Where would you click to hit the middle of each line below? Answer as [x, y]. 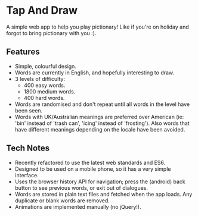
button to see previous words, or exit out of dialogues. [81, 187]
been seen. [29, 110]
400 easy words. [44, 85]
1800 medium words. [49, 91]
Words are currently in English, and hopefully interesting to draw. [95, 73]
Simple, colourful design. [45, 66]
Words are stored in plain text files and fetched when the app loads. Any [103, 194]
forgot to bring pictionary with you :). [51, 33]
